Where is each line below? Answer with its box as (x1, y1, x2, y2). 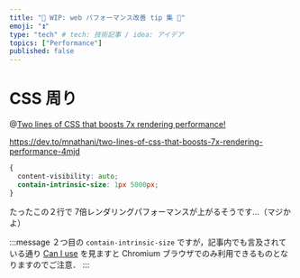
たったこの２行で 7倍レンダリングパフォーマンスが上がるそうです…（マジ (9, 206, 284, 217)
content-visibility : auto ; (17, 171, 119, 181)
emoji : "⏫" (9, 22, 50, 31)
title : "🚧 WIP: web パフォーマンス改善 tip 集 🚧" (9, 13, 186, 23)
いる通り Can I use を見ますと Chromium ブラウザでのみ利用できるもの (9, 247, 273, 258)
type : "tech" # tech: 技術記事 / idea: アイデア (9, 30, 185, 39)
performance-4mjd (9, 146, 81, 157)
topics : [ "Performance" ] (9, 38, 103, 48)
